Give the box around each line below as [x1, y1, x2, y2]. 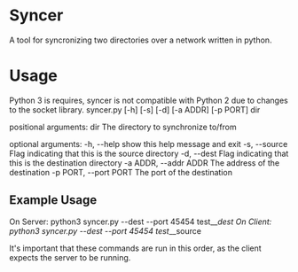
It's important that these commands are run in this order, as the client [9, 243, 262, 253]
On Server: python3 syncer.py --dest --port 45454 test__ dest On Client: [9, 216, 272, 227]
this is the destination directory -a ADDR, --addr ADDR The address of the [9, 157, 280, 168]
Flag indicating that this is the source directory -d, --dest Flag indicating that [9, 148, 289, 159]
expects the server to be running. [9, 252, 131, 262]
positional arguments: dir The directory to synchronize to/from [9, 121, 237, 132]
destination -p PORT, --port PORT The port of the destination [9, 167, 233, 177]
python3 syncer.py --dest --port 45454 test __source [9, 225, 202, 236]
